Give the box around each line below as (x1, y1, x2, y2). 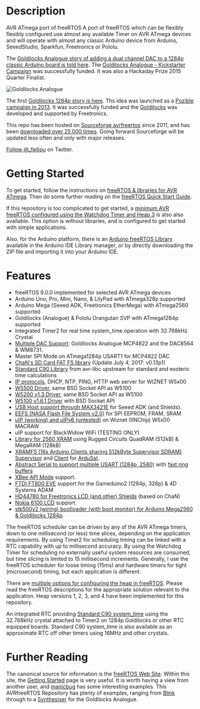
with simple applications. (6, 224, 67, 231)
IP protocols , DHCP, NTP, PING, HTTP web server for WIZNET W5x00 (14, 378, 187, 385)
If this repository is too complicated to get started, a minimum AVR (6, 204, 170, 212)
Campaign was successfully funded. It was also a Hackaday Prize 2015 (6, 67, 181, 74)
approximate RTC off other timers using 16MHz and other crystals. (6, 629, 169, 636)
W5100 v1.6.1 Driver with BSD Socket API (14, 397, 115, 404)
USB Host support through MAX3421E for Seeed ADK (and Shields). (14, 403, 182, 411)
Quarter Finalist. (6, 74, 46, 81)
